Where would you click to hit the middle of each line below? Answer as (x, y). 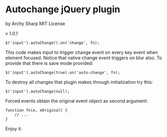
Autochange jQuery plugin (63, 9)
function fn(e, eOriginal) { (36, 110)
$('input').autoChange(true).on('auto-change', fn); (63, 73)
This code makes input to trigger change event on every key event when (82, 52)
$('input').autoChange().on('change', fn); (53, 43)
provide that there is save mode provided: (49, 63)
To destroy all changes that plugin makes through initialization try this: (79, 82)
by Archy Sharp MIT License (35, 24)
